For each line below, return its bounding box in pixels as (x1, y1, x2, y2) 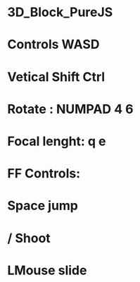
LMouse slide (7, 262, 87, 278)
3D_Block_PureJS (7, 4, 113, 20)
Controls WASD (7, 37, 100, 53)
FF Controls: (7, 166, 81, 182)
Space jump (7, 198, 79, 214)
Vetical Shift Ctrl (7, 68, 106, 85)
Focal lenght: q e (7, 133, 107, 149)
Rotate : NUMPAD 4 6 (7, 101, 134, 117)
